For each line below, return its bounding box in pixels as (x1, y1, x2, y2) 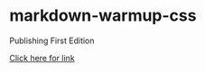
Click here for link (9, 52, 75, 63)
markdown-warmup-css (9, 5, 197, 26)
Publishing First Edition (9, 35, 95, 46)
